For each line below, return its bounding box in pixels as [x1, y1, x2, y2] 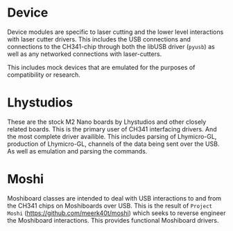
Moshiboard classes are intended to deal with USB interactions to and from [7, 194, 222, 202]
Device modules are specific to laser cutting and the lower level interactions [7, 28, 224, 36]
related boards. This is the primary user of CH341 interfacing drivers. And [7, 124, 217, 133]
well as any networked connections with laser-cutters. [7, 50, 162, 58]
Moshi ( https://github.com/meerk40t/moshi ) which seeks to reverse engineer [7, 209, 226, 217]
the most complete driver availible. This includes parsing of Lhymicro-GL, [7, 132, 217, 140]
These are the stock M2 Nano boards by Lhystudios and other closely [7, 118, 207, 126]
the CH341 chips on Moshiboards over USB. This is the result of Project [7, 201, 213, 210]
